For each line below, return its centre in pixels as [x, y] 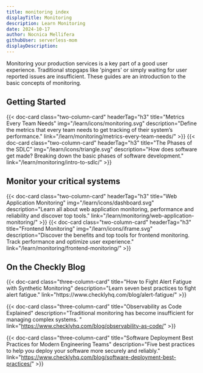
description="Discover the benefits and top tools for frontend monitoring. [98, 235]
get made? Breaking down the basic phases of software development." [95, 156]
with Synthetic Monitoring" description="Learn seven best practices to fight [101, 288]
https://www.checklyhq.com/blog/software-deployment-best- [98, 357]
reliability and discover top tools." [48, 215]
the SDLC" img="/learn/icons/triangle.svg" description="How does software [102, 149]
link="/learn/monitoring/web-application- [143, 215]
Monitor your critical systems [63, 182]
